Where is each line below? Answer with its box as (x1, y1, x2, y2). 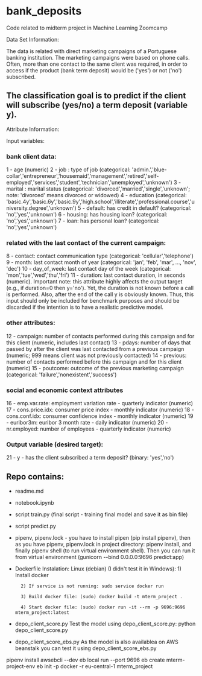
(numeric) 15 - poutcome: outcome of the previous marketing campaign (6, 364, 184, 371)
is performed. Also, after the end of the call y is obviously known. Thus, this (6, 291, 194, 298)
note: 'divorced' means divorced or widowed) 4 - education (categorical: (6, 192, 187, 199)
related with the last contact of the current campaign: (6, 238, 166, 247)
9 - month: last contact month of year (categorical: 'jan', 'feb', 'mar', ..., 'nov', (6, 259, 197, 266)
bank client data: (6, 152, 57, 160)
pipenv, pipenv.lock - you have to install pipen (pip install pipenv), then (14, 534, 191, 542)
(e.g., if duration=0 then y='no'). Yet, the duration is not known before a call (6, 285, 194, 292)
